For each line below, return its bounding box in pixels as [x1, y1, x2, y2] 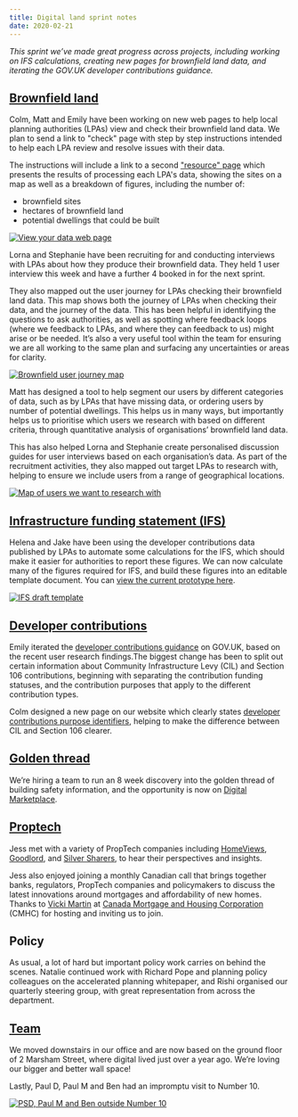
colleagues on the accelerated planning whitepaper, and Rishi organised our [9, 976, 288, 987]
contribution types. [9, 688, 79, 700]
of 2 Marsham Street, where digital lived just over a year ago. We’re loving [9, 1054, 280, 1065]
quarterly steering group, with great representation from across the [9, 986, 255, 997]
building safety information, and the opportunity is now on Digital [9, 784, 247, 794]
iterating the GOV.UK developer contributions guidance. [9, 64, 213, 76]
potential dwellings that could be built [21, 215, 160, 226]
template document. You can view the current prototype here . [9, 575, 236, 586]
